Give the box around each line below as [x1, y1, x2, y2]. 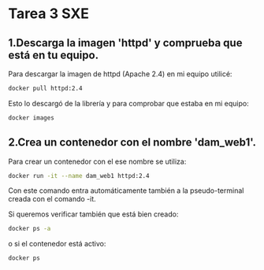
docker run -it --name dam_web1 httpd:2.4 [8, 172, 150, 179]
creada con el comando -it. [8, 194, 96, 204]
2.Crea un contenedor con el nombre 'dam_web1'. [8, 135, 256, 150]
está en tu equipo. [8, 48, 99, 61]
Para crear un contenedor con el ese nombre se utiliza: [8, 157, 187, 166]
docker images [8, 113, 55, 122]
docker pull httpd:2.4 [8, 84, 83, 92]
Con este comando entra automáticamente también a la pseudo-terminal [8, 186, 244, 195]
